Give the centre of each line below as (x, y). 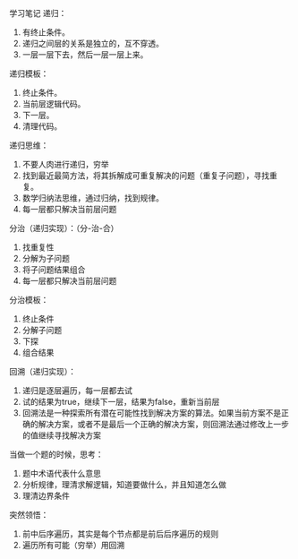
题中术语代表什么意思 (61, 473)
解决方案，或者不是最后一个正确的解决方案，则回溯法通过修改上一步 (163, 424)
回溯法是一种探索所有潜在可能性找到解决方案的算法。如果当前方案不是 (152, 413)
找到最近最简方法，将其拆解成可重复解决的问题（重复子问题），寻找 (146, 176)
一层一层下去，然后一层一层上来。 (85, 55)
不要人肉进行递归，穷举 (65, 164)
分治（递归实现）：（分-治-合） (64, 228)
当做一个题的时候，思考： (56, 454)
